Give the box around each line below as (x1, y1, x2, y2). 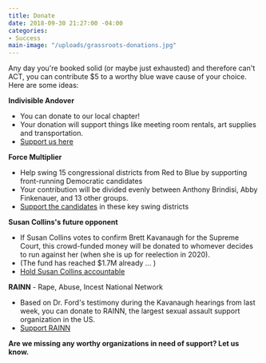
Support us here (19, 137, 73, 146)
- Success (8, 34, 42, 42)
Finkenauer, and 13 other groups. (19, 193, 129, 203)
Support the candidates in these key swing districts (19, 201, 189, 212)
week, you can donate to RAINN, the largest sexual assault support (19, 306, 240, 316)
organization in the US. (19, 315, 96, 325)
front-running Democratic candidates (19, 177, 143, 186)
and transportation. (19, 129, 84, 138)
